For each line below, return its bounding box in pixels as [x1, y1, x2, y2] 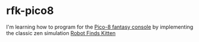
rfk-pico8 [6, 4, 54, 17]
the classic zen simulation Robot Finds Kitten [6, 29, 116, 36]
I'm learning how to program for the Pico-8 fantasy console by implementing [6, 23, 194, 30]
